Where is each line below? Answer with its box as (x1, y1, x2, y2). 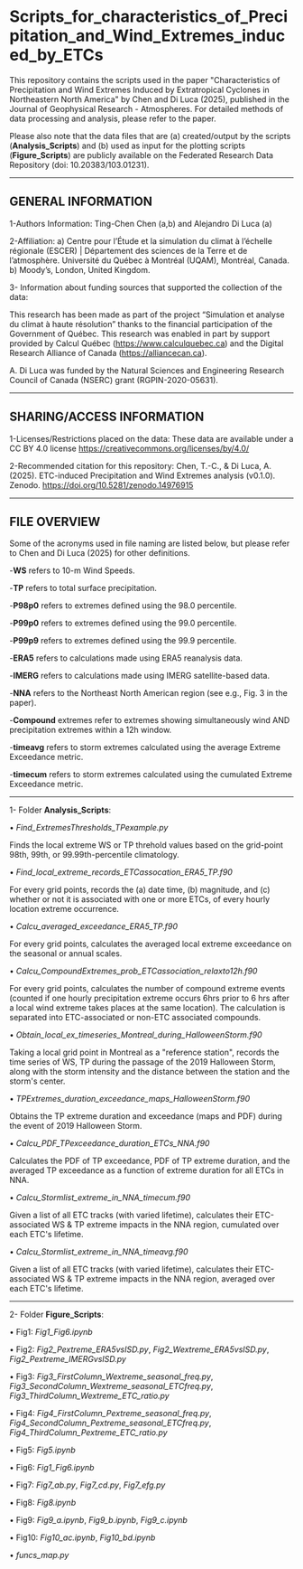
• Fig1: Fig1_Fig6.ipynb (9, 1327, 93, 1338)
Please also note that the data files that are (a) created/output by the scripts (9, 130, 291, 141)
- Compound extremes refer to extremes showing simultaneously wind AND (9, 715, 290, 726)
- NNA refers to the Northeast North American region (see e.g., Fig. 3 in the (9, 688, 289, 699)
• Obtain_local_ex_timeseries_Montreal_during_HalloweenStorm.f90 (9, 1029, 263, 1040)
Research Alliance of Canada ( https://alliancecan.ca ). (9, 347, 207, 358)
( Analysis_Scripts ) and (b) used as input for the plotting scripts (9, 140, 246, 151)
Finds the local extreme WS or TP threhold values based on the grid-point (9, 840, 284, 850)
